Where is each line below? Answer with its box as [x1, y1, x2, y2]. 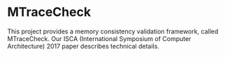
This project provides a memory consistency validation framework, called [7, 27, 219, 35]
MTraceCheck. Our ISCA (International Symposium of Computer [7, 34, 191, 42]
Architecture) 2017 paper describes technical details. [7, 42, 159, 50]
